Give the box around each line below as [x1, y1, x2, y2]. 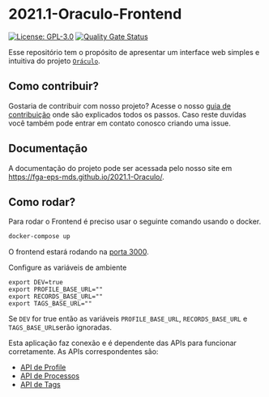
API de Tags [19, 380, 61, 390]
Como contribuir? [8, 79, 100, 93]
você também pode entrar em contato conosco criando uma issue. [8, 118, 231, 128]
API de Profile [19, 362, 66, 373]
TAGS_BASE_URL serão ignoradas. [8, 322, 112, 332]
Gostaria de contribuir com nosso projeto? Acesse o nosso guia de [8, 100, 231, 110]
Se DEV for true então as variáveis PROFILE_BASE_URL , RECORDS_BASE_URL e [8, 314, 248, 324]
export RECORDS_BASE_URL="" [8, 292, 104, 301]
